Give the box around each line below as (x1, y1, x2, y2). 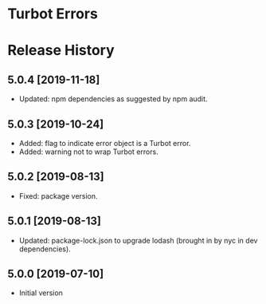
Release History (7, 41, 115, 60)
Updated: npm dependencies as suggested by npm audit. (18, 94, 208, 104)
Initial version (18, 288, 63, 298)
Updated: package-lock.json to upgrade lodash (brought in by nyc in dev (18, 235, 258, 245)
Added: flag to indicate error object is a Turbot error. (18, 139, 191, 148)
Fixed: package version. (18, 191, 98, 200)
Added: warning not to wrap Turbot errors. (18, 147, 158, 156)
